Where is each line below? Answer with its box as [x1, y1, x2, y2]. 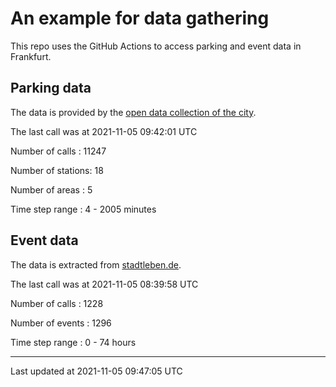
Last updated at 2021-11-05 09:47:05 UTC [10, 365, 183, 377]
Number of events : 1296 [10, 317, 112, 329]
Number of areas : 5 [10, 183, 93, 196]
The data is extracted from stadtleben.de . [10, 258, 182, 271]
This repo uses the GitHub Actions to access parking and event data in [10, 40, 302, 52]
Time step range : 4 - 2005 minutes [10, 203, 157, 215]
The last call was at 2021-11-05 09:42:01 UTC [10, 125, 198, 137]
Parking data [10, 80, 92, 97]
